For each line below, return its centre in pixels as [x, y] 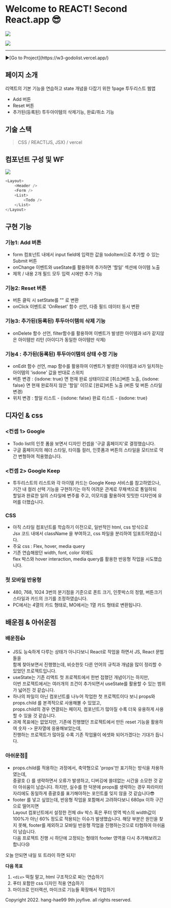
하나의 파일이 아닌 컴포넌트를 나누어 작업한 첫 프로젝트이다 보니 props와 [84, 696]
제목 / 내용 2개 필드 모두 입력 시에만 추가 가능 [58, 274]
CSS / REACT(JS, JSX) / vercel [50, 142]
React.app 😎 [33, 20]
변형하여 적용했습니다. [40, 456]
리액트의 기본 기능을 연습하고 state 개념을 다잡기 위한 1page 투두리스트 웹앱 [80, 88]
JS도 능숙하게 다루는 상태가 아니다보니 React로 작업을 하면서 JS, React [83, 652]
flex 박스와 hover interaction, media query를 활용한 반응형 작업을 [78, 559]
